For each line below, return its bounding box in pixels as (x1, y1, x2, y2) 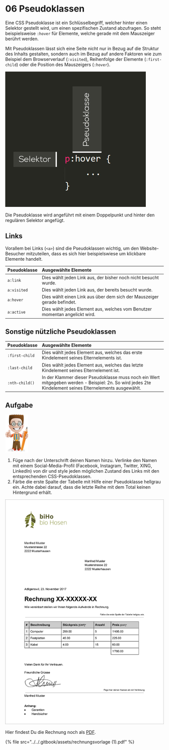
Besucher (5, 250, 25, 257)
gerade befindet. (42, 299, 76, 305)
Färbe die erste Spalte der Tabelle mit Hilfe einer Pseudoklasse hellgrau (12, 479, 161, 485)
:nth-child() (7, 381, 35, 386)
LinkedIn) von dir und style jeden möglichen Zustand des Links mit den (12, 468, 159, 474)
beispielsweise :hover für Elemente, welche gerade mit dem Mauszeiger (5, 30, 155, 36)
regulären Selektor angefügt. (5, 217, 65, 223)
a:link (7, 278, 21, 283)
